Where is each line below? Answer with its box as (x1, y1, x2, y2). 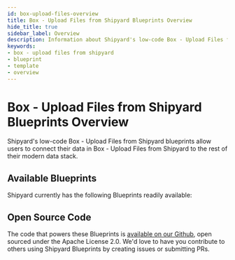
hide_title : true (7, 23, 58, 30)
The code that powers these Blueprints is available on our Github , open (7, 230, 212, 238)
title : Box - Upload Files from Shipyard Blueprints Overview (7, 17, 192, 24)
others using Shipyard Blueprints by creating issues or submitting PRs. (7, 245, 210, 253)
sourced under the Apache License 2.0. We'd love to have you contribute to (7, 238, 225, 246)
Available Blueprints (7, 172, 97, 184)
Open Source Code (7, 211, 92, 223)
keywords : (7, 43, 36, 50)
